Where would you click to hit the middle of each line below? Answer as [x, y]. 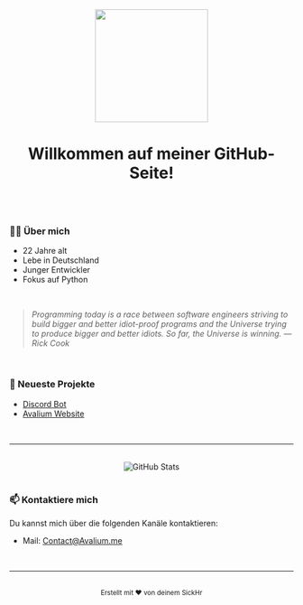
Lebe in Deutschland [60, 260]
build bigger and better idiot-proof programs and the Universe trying [159, 324]
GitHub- [244, 154]
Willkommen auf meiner [119, 154]
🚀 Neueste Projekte [52, 385]
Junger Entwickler [56, 270]
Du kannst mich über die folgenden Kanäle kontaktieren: [114, 523]
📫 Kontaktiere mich [54, 500]
